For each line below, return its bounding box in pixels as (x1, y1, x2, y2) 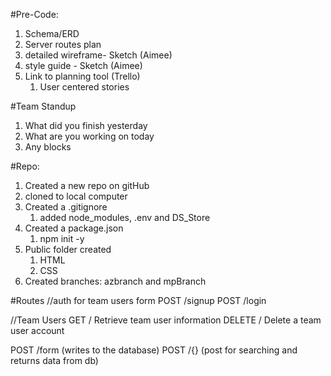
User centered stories (39, 81, 130, 93)
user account (10, 325, 65, 336)
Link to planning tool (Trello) (24, 70, 141, 82)
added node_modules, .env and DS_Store (39, 212, 211, 223)
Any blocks (24, 141, 72, 153)
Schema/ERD (24, 28, 80, 39)
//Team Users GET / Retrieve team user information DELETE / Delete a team (10, 314, 322, 326)
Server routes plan (24, 39, 102, 50)
